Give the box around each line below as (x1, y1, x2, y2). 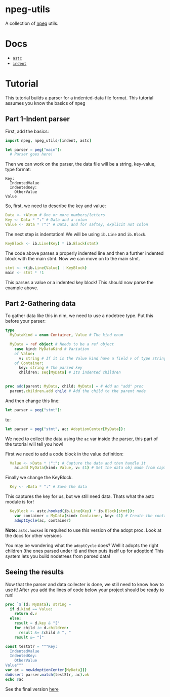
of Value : (14, 351, 35, 356)
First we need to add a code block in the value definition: (5, 451, 124, 457)
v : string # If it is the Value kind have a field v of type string (18, 356, 166, 361)
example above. (5, 285, 39, 291)
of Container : (14, 361, 44, 366)
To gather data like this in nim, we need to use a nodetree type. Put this (5, 313, 153, 319)
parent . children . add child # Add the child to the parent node (10, 389, 146, 394)
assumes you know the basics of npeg (5, 100, 86, 106)
